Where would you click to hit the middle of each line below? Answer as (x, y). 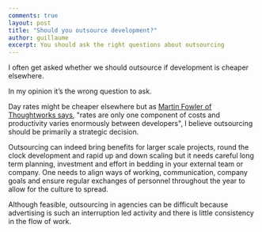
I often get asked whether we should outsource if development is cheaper (129, 67)
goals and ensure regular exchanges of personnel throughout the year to (127, 181)
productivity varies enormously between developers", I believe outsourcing (131, 124)
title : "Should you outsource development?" (83, 30)
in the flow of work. (40, 222)
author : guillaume (38, 38)
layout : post (30, 23)
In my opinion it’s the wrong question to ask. (80, 91)
